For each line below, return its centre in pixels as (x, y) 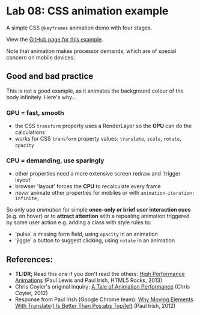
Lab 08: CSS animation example (87, 11)
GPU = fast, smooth (35, 112)
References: (29, 259)
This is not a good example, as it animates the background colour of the (95, 91)
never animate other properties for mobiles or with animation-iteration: (105, 193)
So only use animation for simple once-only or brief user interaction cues (98, 210)
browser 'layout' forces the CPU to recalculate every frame (88, 186)
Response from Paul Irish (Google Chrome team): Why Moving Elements (104, 299)
